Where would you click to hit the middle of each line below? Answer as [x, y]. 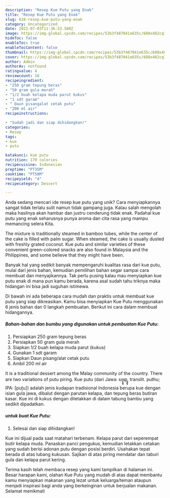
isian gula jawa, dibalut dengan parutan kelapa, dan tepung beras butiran [81, 393]
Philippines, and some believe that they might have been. [65, 255]
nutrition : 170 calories [31, 160]
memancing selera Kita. [30, 224]
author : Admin [20, 62]
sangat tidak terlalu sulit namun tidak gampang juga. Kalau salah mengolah [83, 207]
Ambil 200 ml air [30, 364]
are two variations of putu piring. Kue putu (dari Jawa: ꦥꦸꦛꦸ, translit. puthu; [83, 380]
